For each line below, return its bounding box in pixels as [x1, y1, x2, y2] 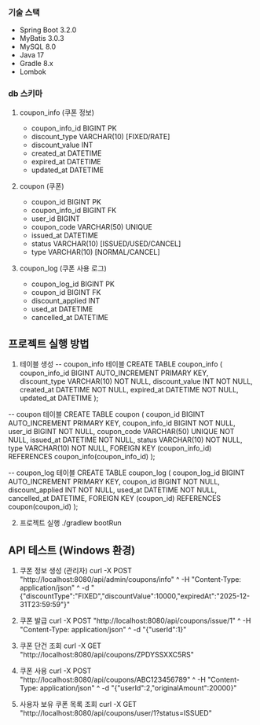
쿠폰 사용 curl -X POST [19, 666, 92, 675]
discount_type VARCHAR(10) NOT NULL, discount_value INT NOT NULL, [19, 377, 253, 386]
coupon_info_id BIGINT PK [31, 123, 117, 133]
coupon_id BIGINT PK [31, 197, 102, 206]
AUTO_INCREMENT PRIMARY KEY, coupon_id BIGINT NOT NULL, [8, 477, 220, 487]
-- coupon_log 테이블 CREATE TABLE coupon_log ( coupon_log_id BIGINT [8, 468, 245, 477]
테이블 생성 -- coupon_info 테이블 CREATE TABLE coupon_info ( [19, 359, 223, 369]
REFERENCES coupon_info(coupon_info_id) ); [8, 452, 156, 462]
